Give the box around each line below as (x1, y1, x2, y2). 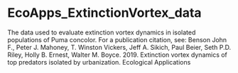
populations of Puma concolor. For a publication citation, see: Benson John (7, 35, 227, 44)
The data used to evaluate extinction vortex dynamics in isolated (7, 28, 196, 36)
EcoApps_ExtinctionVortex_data (7, 5, 202, 21)
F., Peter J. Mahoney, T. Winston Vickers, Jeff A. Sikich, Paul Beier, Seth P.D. (7, 43, 232, 51)
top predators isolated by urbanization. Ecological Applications (7, 58, 191, 66)
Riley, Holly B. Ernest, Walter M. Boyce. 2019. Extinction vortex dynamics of (7, 51, 227, 59)
